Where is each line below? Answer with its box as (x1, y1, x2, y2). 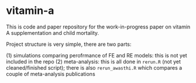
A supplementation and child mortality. (6, 29, 99, 36)
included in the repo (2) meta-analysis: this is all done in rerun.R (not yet (6, 58, 181, 65)
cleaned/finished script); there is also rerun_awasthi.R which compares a (6, 64, 183, 71)
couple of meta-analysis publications (6, 70, 95, 77)
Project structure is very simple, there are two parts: (6, 41, 132, 48)
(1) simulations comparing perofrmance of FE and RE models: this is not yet (6, 52, 187, 59)
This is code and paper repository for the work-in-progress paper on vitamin (6, 23, 191, 30)
